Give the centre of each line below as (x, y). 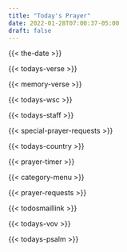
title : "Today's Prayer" (50, 16)
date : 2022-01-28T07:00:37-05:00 (64, 23)
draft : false (30, 30)
